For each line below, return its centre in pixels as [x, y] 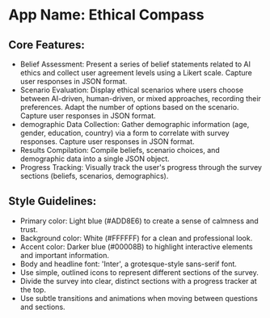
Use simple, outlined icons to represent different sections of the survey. [139, 272]
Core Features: [46, 45]
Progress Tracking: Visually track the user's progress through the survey [141, 167]
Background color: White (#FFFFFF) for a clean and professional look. [136, 238]
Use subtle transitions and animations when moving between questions [139, 298]
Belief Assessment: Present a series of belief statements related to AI [135, 64]
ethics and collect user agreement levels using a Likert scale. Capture [136, 73]
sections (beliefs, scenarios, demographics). [94, 176]
